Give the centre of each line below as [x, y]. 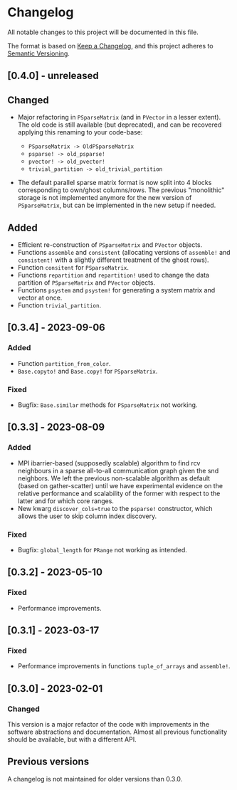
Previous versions [48, 762]
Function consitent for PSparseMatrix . [73, 267]
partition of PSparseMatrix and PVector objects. [86, 283]
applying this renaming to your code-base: [80, 132]
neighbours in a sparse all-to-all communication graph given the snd [118, 470]
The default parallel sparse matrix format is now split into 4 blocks [115, 183]
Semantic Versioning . [38, 53]
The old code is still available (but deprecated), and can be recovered [120, 125]
